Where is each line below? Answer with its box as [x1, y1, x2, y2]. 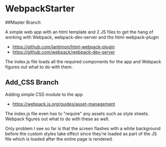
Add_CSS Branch [5, 78, 59, 87]
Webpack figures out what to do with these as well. [5, 116, 110, 122]
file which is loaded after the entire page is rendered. [5, 136, 113, 142]
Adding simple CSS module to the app [5, 91, 83, 97]
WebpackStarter [5, 3, 75, 14]
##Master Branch [5, 19, 41, 25]
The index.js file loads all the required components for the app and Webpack [5, 58, 162, 64]
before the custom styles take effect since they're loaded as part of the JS [5, 131, 157, 137]
